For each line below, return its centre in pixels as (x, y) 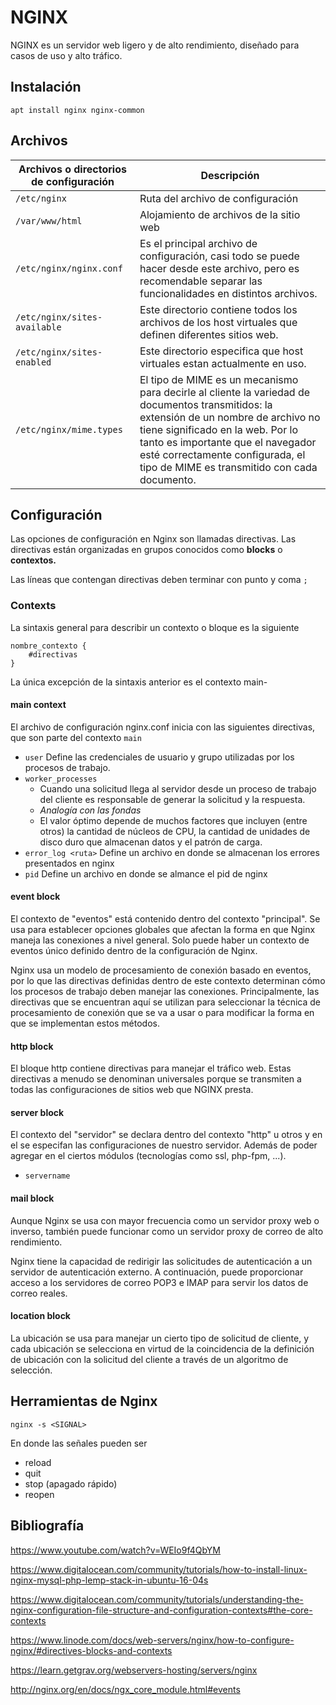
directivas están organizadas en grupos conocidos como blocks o (146, 550)
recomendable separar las (201, 281)
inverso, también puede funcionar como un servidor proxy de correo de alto (167, 1231)
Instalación (46, 87)
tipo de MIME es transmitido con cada (228, 467)
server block (37, 1112)
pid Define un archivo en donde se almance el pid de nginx (146, 873)
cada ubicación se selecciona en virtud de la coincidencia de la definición (162, 1348)
